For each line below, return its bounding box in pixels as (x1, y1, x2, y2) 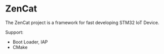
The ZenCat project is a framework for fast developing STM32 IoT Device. (5, 19, 159, 25)
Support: (5, 29, 24, 35)
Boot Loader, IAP (12, 38, 48, 45)
